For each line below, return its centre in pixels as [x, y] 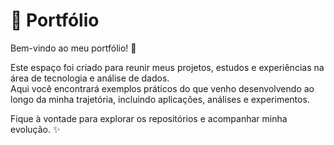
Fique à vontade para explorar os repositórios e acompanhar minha [149, 118]
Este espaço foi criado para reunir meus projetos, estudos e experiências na [167, 67]
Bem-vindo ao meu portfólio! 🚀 [73, 48]
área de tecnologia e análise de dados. [90, 78]
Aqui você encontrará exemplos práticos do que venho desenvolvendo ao [162, 88]
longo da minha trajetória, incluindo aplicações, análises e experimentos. [160, 99]
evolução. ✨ [35, 129]
